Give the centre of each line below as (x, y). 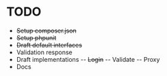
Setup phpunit (36, 37)
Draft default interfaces (49, 45)
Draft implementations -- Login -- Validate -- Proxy (88, 59)
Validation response (44, 52)
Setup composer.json (46, 31)
